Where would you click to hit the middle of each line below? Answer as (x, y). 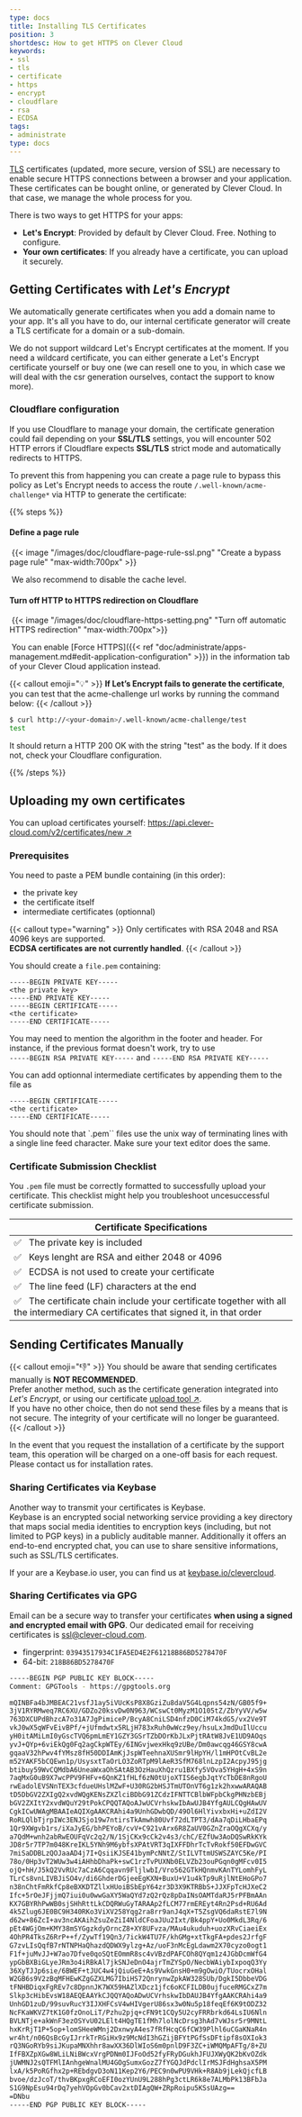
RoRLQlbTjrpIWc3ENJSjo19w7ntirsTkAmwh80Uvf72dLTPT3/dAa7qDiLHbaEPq (138, 1820)
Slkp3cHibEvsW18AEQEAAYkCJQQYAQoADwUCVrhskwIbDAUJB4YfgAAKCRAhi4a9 (138, 1996)
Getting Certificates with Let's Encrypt (120, 290)
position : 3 (31, 34)
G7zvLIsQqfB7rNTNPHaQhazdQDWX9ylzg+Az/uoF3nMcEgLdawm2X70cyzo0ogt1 (138, 1945)
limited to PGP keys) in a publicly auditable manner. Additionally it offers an (148, 1536)
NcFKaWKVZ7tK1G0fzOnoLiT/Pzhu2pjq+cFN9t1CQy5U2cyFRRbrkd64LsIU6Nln (138, 2013)
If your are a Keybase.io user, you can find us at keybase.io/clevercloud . (143, 1572)
